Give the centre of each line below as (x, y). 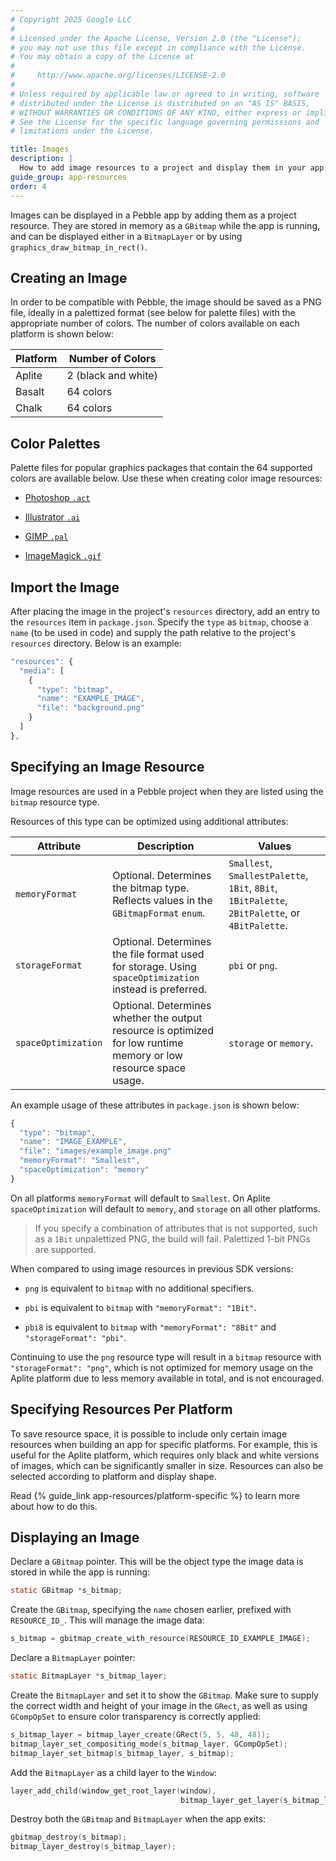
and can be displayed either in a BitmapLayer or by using (126, 236)
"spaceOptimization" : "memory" (84, 1170)
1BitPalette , (258, 900)
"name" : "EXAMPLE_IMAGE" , (90, 699)
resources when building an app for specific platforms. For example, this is (164, 1444)
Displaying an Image (75, 1537)
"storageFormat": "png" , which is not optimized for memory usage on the (162, 1367)
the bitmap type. (151, 888)
